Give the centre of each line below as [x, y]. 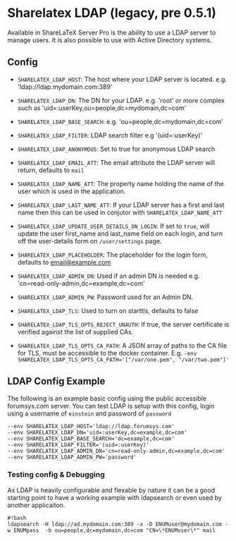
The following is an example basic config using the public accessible [107, 398]
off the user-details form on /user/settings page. [89, 241]
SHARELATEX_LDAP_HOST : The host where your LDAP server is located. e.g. [122, 79]
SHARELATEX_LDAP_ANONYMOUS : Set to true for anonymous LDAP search [116, 149]
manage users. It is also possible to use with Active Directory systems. [110, 39]
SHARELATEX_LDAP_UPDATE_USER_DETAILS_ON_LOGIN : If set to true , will [113, 226]
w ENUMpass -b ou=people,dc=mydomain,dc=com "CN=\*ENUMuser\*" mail [112, 530]
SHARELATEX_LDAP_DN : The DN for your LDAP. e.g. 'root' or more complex [121, 100]
